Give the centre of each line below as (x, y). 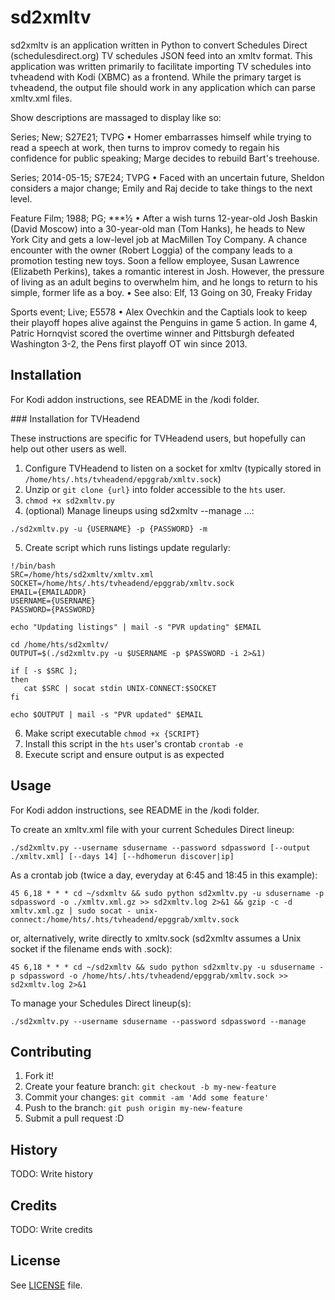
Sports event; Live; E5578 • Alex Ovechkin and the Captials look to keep (159, 312)
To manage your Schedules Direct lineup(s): (101, 1003)
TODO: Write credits (51, 1229)
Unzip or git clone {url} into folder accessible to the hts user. (155, 489)
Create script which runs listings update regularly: (127, 547)
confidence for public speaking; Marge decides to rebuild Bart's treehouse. (165, 158)
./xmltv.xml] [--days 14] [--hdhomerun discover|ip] (122, 856)
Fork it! (39, 1076)
